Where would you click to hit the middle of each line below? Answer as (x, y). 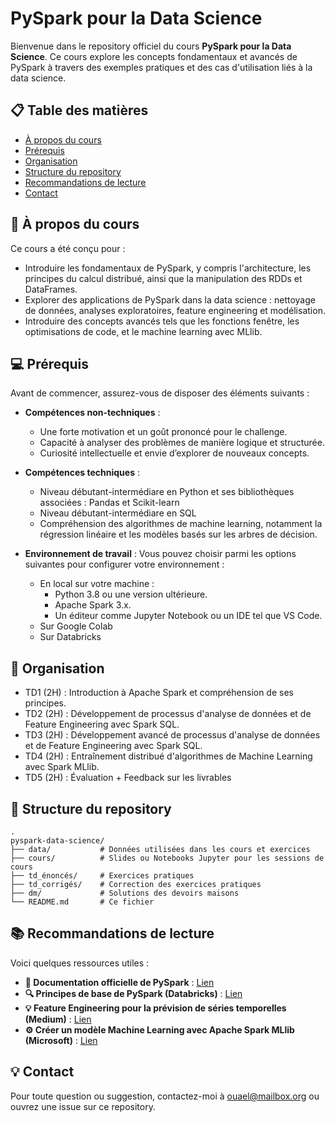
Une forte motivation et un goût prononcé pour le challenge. (163, 432)
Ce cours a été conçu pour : (68, 248)
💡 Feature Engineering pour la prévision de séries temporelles (155, 1008)
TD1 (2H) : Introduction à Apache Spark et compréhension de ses (159, 693)
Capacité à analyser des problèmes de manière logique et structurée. (182, 443)
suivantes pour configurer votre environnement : (124, 564)
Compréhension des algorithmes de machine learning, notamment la (181, 524)
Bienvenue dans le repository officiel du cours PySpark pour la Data (151, 46)
